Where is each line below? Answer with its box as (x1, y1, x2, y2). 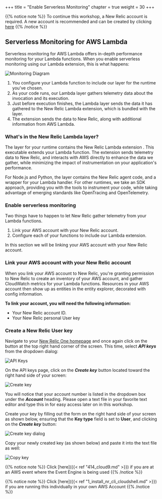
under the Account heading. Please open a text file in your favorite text (5, 397, 147, 402)
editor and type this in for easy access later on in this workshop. (5, 401, 133, 407)
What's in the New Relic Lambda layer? (5, 133, 99, 140)
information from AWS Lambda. (12, 121, 75, 127)
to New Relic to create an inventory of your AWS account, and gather (5, 275, 143, 281)
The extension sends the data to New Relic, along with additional (12, 116, 142, 122)
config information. (5, 291, 43, 297)
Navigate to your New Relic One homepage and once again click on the (5, 338, 148, 344)
